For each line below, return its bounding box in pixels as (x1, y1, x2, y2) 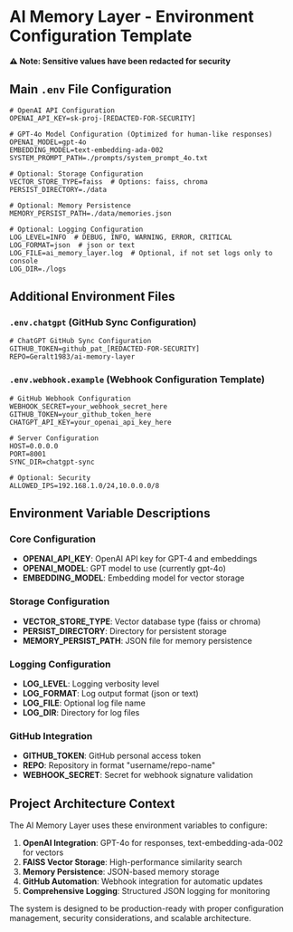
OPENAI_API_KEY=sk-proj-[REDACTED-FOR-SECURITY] (9, 113, 196, 123)
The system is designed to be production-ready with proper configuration (9, 903, 285, 914)
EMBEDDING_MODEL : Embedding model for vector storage (22, 572, 245, 583)
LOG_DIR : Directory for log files (22, 707, 140, 718)
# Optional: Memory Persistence (9, 201, 131, 210)
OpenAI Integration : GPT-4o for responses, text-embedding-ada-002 (22, 838, 284, 849)
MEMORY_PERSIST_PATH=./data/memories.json (9, 208, 172, 218)
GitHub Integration (9, 729, 93, 742)
